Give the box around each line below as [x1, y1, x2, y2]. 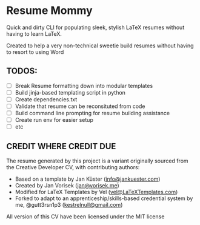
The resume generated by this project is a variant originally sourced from [6, 157, 189, 164]
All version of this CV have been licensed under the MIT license [6, 213, 165, 220]
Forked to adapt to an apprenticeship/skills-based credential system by [15, 195, 193, 202]
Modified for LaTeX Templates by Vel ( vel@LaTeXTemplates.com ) [15, 189, 178, 195]
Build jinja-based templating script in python [15, 89, 126, 96]
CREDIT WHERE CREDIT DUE [6, 141, 116, 152]
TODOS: [6, 66, 38, 76]
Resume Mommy [6, 4, 93, 18]
